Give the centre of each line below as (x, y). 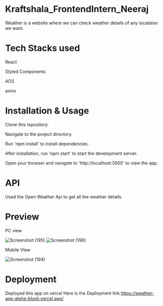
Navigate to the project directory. (39, 134)
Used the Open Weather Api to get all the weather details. (64, 196)
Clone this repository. (27, 124)
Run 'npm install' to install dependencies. (47, 144)
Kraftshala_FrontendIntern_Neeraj (77, 9)
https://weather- (137, 293)
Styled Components (26, 71)
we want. (14, 28)
